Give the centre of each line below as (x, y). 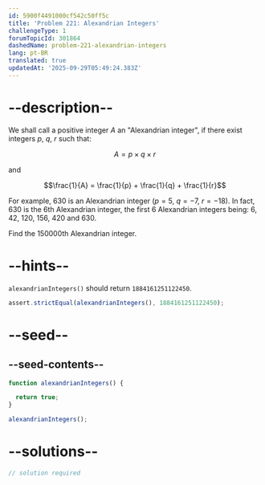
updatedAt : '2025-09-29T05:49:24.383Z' (75, 68)
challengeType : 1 (37, 31)
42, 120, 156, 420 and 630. (53, 218)
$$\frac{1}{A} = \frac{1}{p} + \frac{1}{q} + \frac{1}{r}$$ (135, 185)
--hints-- (39, 265)
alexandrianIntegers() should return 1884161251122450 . (100, 288)
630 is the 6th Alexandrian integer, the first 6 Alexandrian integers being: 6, (132, 209)
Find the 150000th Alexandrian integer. (73, 233)
